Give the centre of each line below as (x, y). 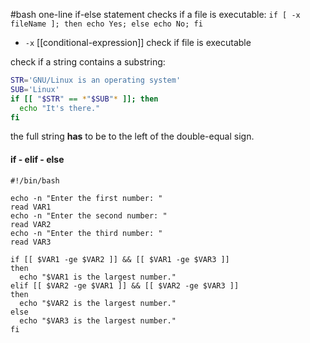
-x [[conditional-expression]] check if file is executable (138, 42)
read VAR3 (31, 242)
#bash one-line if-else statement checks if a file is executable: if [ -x (155, 14)
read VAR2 (31, 224)
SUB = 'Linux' (35, 89)
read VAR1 (31, 207)
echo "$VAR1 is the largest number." (98, 277)
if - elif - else (37, 159)
